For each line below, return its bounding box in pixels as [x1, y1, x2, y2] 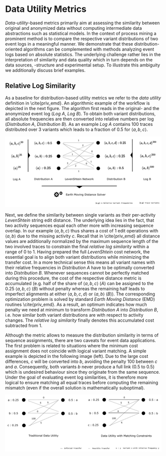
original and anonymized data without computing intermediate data [5, 25, 142, 31]
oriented [5, 46, 22, 52]
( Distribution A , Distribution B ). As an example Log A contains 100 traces [5, 121, 153, 127]
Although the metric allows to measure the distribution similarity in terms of [5, 332, 159, 338]
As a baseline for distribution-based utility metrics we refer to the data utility [5, 95, 161, 101]
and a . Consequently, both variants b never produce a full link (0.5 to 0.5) [5, 364, 155, 370]
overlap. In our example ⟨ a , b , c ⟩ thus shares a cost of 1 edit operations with [5, 228, 159, 234]
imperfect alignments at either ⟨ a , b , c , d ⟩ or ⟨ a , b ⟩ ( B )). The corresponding [5, 291, 155, 297]
